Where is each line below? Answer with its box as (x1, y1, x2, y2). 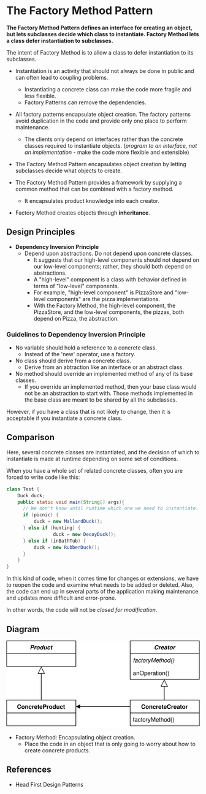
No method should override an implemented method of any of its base (15, 370, 193, 378)
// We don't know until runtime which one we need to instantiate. (22, 505, 199, 512)
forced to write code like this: (6, 473, 80, 481)
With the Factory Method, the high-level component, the (33, 302, 176, 309)
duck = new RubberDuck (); (33, 544, 100, 551)
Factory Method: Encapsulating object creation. (15, 733, 136, 741)
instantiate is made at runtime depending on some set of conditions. (6, 455, 178, 462)
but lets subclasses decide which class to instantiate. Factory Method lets (6, 30, 199, 37)
